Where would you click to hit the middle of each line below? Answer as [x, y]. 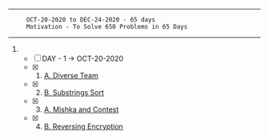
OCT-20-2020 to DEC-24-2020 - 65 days [91, 20]
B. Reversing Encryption [84, 126]
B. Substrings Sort [74, 92]
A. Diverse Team [71, 75]
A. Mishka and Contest [81, 109]
